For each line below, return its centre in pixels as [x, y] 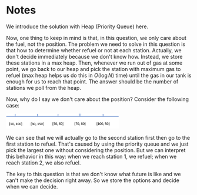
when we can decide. [32, 187]
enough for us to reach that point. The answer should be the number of [92, 81]
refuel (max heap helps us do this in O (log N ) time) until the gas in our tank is [99, 75]
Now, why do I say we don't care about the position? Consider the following [98, 99]
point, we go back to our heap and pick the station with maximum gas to [94, 69]
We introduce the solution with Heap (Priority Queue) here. [77, 26]
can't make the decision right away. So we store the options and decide [93, 180]
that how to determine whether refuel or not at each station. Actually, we [94, 50]
